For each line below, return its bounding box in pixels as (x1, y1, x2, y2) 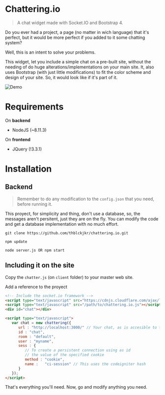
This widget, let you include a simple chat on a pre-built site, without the (5, 59, 151, 64)
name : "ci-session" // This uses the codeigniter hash (25, 362, 146, 366)
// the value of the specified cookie (25, 353, 105, 358)
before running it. (17, 201, 53, 207)
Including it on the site (5, 261, 75, 270)
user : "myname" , (18, 338, 54, 344)
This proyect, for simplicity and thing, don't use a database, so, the (5, 211, 140, 216)
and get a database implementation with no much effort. (5, 221, 119, 227)
